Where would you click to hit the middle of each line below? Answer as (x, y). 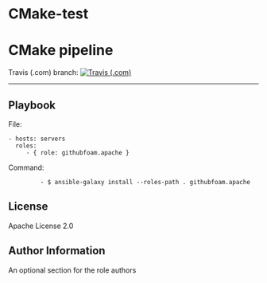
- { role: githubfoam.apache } (77, 152)
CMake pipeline (61, 51)
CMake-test (48, 14)
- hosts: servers (37, 139)
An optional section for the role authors (72, 270)
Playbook (32, 105)
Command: (26, 167)
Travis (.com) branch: (43, 73)
